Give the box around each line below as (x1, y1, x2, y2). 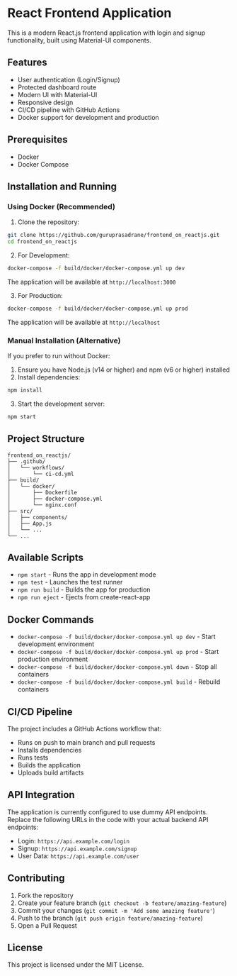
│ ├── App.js (7, 520, 52, 527)
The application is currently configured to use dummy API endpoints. (7, 807, 208, 816)
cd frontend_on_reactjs (7, 238, 78, 245)
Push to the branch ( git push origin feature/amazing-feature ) (17, 914, 203, 922)
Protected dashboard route (17, 83, 97, 91)
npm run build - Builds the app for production (17, 585, 151, 594)
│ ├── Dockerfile (7, 489, 78, 496)
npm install (7, 387, 42, 394)
